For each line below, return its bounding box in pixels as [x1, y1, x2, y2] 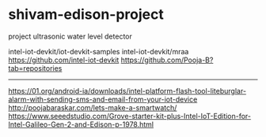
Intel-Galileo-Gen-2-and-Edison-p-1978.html [8, 120, 154, 129]
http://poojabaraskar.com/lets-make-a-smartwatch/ [8, 102, 177, 112]
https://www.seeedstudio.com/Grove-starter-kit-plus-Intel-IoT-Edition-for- [8, 111, 252, 120]
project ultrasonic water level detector [8, 31, 132, 41]
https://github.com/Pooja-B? [120, 55, 214, 65]
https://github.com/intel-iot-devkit [8, 55, 120, 65]
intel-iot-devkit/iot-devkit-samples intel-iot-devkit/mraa [8, 46, 189, 56]
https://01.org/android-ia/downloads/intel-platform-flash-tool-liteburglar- [8, 86, 247, 95]
